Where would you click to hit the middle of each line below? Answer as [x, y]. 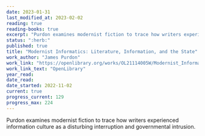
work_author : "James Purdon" [43, 57]
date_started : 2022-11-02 [39, 86]
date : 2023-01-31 [28, 12]
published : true [27, 46]
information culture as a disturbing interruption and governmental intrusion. [101, 126]
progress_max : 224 [30, 102]
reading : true [24, 23]
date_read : [20, 80]
